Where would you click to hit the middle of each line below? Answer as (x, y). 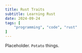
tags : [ (13, 23)
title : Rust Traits (25, 9)
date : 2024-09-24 (23, 18)
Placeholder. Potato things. (32, 46)
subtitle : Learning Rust (30, 14)
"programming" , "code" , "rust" (46, 27)
